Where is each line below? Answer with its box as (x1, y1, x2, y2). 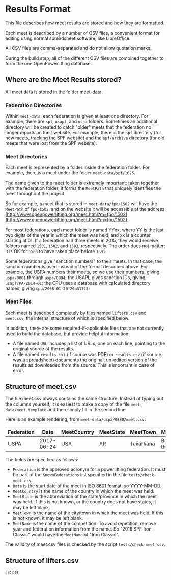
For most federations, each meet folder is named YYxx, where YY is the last (5, 226, 164, 233)
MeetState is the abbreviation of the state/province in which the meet (12, 493, 157, 500)
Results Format (5, 3, 71, 15)
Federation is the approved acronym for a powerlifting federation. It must (12, 466, 166, 472)
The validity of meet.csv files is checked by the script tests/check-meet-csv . (5, 541, 165, 547)
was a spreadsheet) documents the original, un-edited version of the (12, 357, 157, 363)
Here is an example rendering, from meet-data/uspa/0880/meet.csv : (5, 416, 146, 422)
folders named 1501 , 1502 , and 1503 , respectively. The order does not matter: (5, 243, 165, 249)
